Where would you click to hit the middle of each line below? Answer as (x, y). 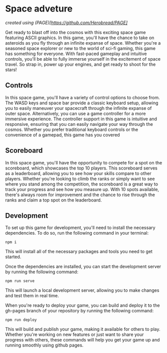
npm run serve (20, 281)
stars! (11, 69)
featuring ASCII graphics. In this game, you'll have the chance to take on (80, 38)
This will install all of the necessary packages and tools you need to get (79, 252)
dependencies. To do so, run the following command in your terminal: (77, 233)
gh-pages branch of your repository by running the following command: (79, 311)
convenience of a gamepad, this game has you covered (63, 135)
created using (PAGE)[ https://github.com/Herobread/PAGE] (66, 23)
